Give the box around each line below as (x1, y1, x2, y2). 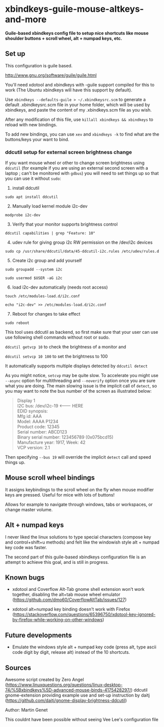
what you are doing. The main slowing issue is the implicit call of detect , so (5, 383, 157, 389)
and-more (5, 14, 47, 25)
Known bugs (5, 574, 45, 582)
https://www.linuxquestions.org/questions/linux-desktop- (6, 682, 123, 688)
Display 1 (17, 398, 35, 404)
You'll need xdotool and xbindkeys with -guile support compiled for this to (5, 82, 155, 87)
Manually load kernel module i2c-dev (12, 203, 88, 209)
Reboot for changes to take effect (12, 311, 81, 317)
